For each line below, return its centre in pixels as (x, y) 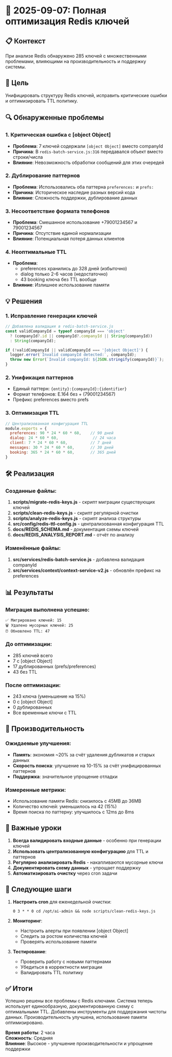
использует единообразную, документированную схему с (70, 1006)
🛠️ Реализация (30, 474)
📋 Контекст (25, 41)
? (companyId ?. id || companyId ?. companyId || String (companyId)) (81, 336)
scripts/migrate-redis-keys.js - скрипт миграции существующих (84, 502)
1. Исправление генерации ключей (51, 316)
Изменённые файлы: (33, 548)
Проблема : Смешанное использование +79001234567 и (75, 222)
